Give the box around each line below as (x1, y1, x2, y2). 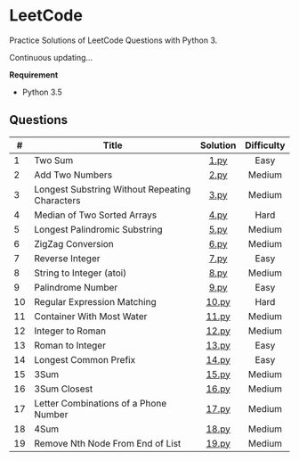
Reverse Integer (34, 251, 101, 264)
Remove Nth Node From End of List (34, 437, 182, 449)
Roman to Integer (34, 339, 107, 351)
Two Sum (34, 153, 74, 166)
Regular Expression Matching (34, 295, 158, 308)
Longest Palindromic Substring (34, 223, 163, 235)
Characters (34, 193, 81, 206)
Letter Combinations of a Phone (34, 397, 167, 409)
